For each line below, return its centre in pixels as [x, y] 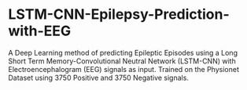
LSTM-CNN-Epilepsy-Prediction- [119, 14]
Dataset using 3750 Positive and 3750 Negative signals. [98, 77]
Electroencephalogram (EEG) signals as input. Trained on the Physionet [124, 69]
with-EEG [40, 31]
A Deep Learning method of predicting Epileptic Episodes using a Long [123, 52]
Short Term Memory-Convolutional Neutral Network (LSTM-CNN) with [122, 61]
